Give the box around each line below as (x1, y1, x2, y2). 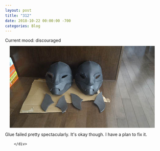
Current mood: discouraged (5, 37, 61, 44)
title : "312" (5, 13, 32, 18)
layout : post (5, 8, 32, 13)
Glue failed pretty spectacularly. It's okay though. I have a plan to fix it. (5, 131, 147, 137)
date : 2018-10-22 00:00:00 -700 (5, 18, 71, 23)
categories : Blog (5, 24, 41, 28)
